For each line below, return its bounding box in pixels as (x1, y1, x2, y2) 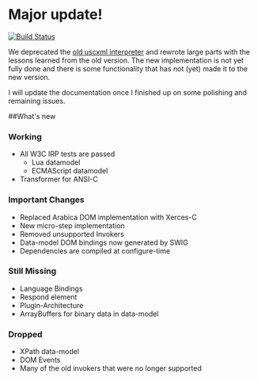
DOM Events (19, 355, 61, 365)
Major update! (8, 6, 103, 24)
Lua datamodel (31, 158, 81, 167)
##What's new (8, 111, 56, 120)
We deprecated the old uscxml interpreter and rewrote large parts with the (8, 47, 251, 56)
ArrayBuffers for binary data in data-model (19, 309, 159, 318)
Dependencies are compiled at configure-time (19, 246, 171, 255)
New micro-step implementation (19, 220, 125, 231)
